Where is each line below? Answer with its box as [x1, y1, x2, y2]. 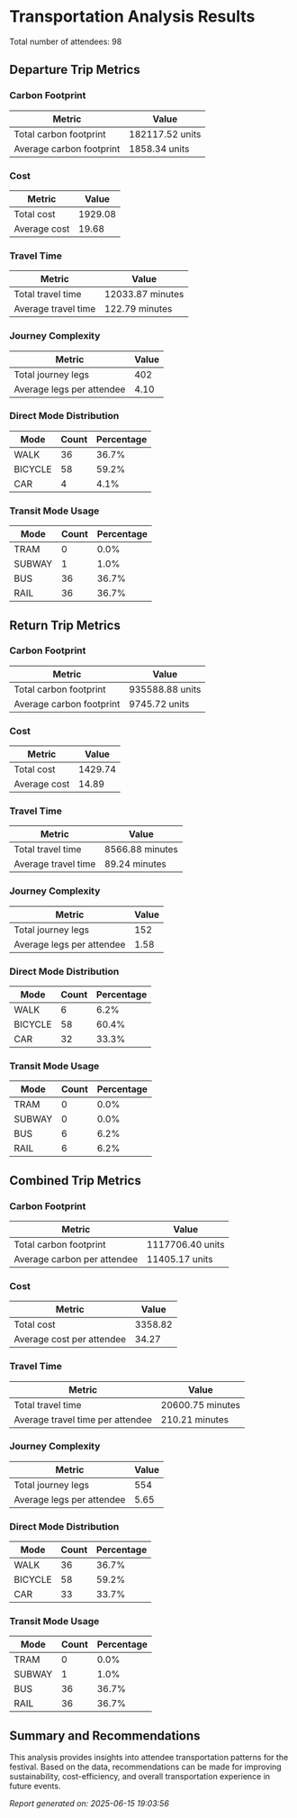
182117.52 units [129, 128, 202, 141]
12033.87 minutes [104, 288, 184, 301]
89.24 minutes [104, 858, 166, 870]
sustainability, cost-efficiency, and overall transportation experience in [9, 1771, 271, 1782]
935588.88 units [129, 683, 202, 695]
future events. [9, 1781, 61, 1792]
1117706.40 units [147, 1238, 225, 1250]
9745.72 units [129, 697, 190, 710]
